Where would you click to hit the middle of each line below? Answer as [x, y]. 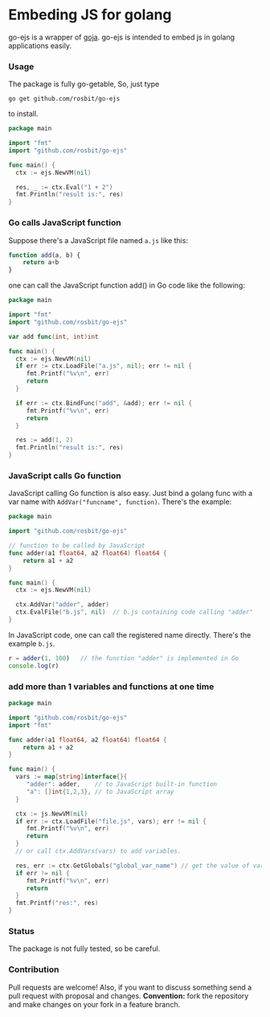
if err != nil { [43, 873]
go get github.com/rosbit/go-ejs [64, 99]
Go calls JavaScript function [65, 223]
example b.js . [32, 643]
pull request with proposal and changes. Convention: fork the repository [129, 995]
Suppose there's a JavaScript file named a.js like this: [98, 240]
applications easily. [40, 45]
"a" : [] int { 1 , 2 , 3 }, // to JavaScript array [100, 792]
